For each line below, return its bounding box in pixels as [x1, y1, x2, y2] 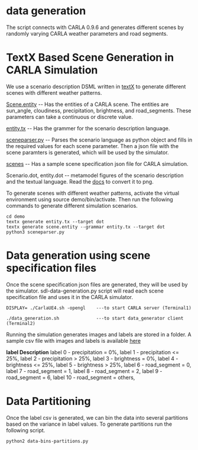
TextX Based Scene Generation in [6, 51, 174, 65]
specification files [6, 262, 97, 275]
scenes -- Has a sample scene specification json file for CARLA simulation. [6, 160, 189, 167]
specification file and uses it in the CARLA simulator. [6, 293, 133, 300]
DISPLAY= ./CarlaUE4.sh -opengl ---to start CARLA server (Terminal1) [6, 305, 192, 311]
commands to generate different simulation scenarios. [6, 202, 138, 209]
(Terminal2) [6, 320, 35, 326]
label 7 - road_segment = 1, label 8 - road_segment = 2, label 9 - [6, 367, 163, 374]
